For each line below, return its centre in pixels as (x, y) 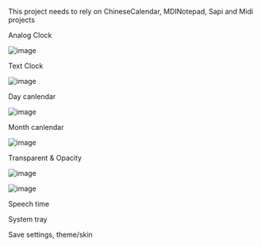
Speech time (29, 204)
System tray (28, 219)
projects (22, 20)
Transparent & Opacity (45, 158)
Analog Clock (30, 35)
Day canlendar (32, 97)
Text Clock (26, 66)
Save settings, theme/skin (50, 234)
